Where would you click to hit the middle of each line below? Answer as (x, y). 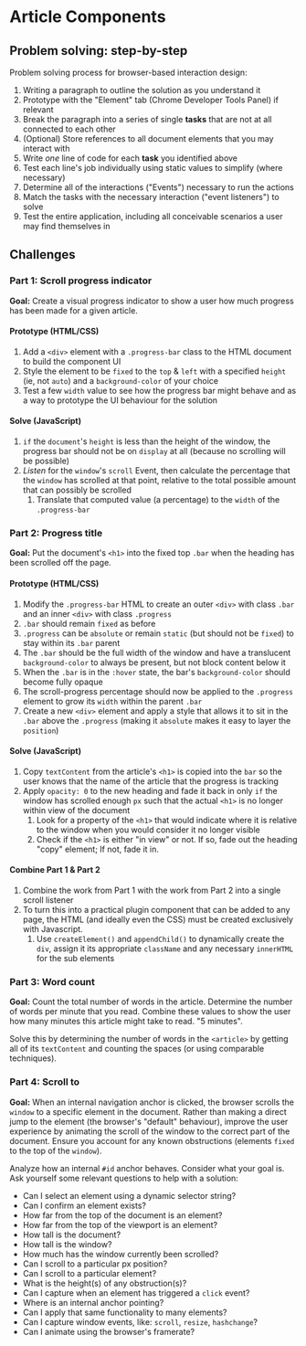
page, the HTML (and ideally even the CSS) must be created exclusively (158, 919)
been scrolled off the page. (60, 563)
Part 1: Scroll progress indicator (81, 281)
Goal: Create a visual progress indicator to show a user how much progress (152, 301)
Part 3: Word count (53, 981)
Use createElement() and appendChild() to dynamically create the (160, 939)
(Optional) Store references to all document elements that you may (148, 138)
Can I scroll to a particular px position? (95, 1264)
